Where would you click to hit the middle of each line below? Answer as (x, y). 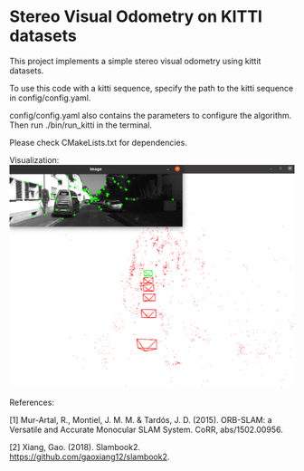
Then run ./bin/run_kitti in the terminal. (81, 125)
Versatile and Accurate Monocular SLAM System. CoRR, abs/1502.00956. (146, 429)
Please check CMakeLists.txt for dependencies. (98, 142)
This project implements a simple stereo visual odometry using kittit (135, 61)
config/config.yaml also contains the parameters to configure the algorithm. (151, 115)
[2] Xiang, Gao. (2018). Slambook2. (75, 447)
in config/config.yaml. (50, 98)
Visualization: (34, 159)
